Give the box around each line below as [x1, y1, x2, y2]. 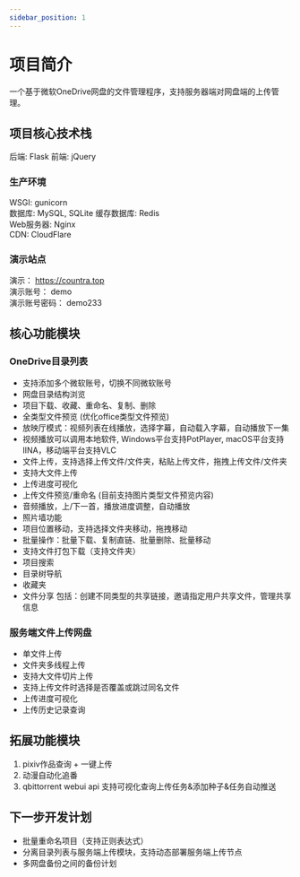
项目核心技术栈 [9, 126, 92, 141]
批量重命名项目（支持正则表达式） [21, 835, 149, 846]
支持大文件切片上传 [21, 670, 94, 682]
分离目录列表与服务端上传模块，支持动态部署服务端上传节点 [21, 847, 243, 857]
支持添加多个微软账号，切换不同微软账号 [21, 378, 172, 388]
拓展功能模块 [9, 733, 81, 749]
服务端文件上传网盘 [9, 626, 92, 638]
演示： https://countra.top [9, 274, 105, 285]
